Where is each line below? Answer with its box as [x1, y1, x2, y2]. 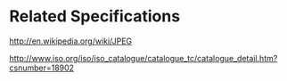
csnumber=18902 [9, 62, 74, 73]
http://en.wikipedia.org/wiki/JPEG [9, 36, 133, 46]
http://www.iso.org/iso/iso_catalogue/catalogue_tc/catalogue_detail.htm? [9, 53, 278, 63]
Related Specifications [9, 6, 181, 27]
